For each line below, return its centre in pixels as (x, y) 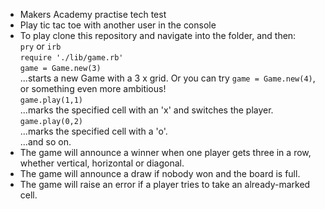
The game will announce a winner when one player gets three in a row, (165, 152)
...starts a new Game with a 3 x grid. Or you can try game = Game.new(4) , (167, 78)
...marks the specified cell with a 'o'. (93, 131)
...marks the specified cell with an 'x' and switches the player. (146, 110)
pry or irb (40, 46)
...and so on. (45, 142)
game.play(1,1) (51, 100)
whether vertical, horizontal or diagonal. (102, 163)
